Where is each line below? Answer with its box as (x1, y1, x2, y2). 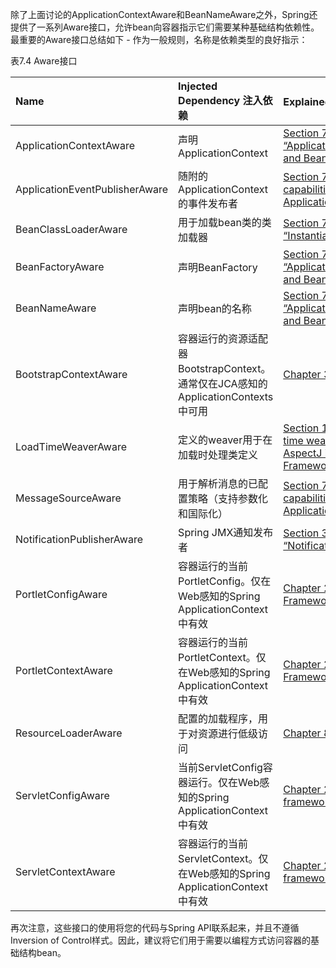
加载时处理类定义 (178, 448, 259, 462)
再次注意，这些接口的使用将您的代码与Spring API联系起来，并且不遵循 (10, 922, 300, 933)
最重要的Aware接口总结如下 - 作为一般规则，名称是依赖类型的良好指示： (10, 34, 308, 45)
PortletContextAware (15, 664, 113, 677)
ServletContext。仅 (178, 852, 269, 865)
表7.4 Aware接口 (10, 55, 78, 67)
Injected (178, 79, 218, 93)
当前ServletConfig (178, 761, 263, 774)
